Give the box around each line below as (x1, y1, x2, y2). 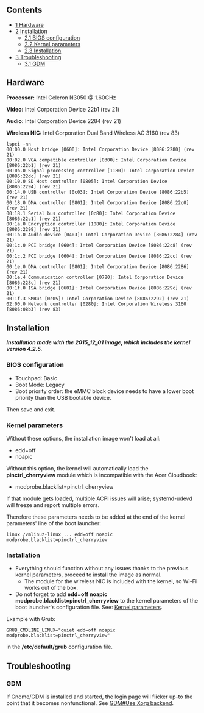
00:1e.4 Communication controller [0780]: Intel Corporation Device (6, 274, 184, 280)
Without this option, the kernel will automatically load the (6, 465, 149, 472)
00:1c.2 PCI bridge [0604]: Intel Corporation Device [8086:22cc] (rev (6, 253, 192, 259)
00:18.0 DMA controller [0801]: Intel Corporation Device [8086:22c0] (6, 199, 189, 206)
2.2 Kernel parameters (24, 40, 81, 48)
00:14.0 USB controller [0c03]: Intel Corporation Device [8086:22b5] (6, 189, 189, 195)
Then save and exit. (6, 405, 56, 413)
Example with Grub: (6, 615, 56, 623)
